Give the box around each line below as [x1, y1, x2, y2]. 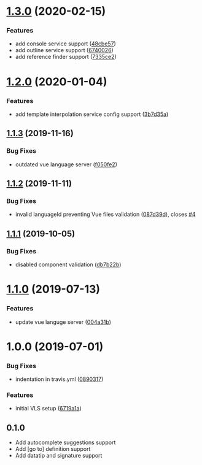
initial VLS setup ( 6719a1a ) [15, 405, 82, 412]
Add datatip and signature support [15, 452, 103, 459]
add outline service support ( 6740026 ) [15, 47, 114, 54]
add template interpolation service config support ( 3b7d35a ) [15, 110, 169, 118]
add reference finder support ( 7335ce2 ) [15, 53, 117, 61]
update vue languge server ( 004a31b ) [15, 318, 112, 326]
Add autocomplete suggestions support [15, 439, 116, 446]
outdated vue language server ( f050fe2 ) [15, 161, 118, 168]
